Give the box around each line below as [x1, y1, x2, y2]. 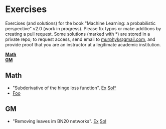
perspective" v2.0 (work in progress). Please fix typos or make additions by [5, 25, 161, 31]
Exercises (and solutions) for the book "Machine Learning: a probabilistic [5, 20, 156, 26]
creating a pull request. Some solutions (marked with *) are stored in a [5, 31, 150, 37]
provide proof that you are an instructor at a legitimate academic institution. [5, 41, 161, 47]
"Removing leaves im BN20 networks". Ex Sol [12, 118, 107, 124]
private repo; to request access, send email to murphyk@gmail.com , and [5, 36, 155, 42]
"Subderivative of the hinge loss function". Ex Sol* [12, 85, 117, 91]
